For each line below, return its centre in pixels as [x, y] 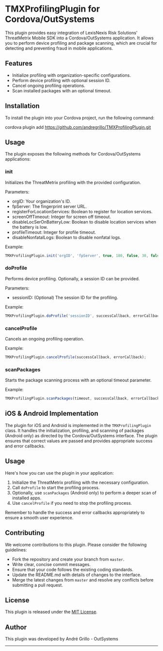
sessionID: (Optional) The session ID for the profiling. [65, 297]
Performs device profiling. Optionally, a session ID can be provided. [72, 278]
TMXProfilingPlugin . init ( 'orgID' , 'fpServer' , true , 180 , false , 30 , [77, 256]
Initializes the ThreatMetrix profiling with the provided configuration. [73, 182]
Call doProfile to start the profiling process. [56, 487]
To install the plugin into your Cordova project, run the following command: [80, 118]
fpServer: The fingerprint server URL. [49, 206]
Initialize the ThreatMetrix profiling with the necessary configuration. [81, 482]
